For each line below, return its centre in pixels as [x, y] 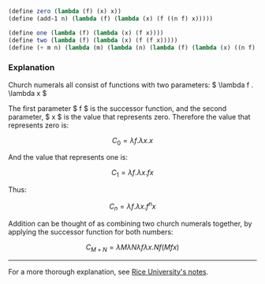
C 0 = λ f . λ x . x [132, 141]
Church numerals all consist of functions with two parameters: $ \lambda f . [131, 85]
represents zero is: [39, 125]
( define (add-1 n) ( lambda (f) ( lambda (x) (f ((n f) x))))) [111, 18]
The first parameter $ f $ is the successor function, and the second [118, 108]
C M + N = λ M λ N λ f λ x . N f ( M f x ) [132, 248]
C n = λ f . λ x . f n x [132, 207]
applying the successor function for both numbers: [91, 231]
